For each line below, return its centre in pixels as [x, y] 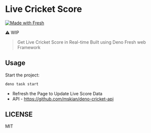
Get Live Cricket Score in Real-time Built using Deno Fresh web [81, 42]
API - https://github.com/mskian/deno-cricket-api [63, 99]
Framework [29, 47]
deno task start [22, 84]
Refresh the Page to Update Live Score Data [57, 93]
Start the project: [22, 75]
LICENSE [19, 114]
